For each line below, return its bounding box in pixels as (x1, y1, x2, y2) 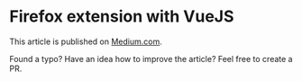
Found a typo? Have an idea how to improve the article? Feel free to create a (9, 53, 293, 64)
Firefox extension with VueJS (9, 6, 234, 27)
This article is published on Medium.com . (9, 36, 162, 47)
